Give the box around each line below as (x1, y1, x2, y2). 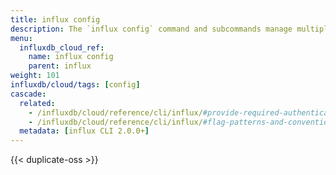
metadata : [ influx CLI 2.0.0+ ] (19, 126, 150, 136)
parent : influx (28, 61, 92, 71)
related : (19, 98, 56, 108)
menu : (10, 33, 33, 43)
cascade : (10, 89, 47, 99)
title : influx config (10, 14, 101, 25)
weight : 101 (10, 71, 60, 81)
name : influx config (28, 52, 114, 62)
